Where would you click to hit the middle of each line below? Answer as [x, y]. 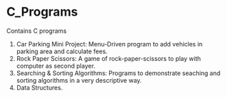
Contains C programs [36, 31]
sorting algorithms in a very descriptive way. [79, 80]
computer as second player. [56, 66]
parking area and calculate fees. [62, 51]
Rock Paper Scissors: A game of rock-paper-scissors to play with [109, 58]
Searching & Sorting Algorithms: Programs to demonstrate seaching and [118, 73]
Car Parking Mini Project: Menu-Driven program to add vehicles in [109, 44]
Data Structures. [39, 87]
